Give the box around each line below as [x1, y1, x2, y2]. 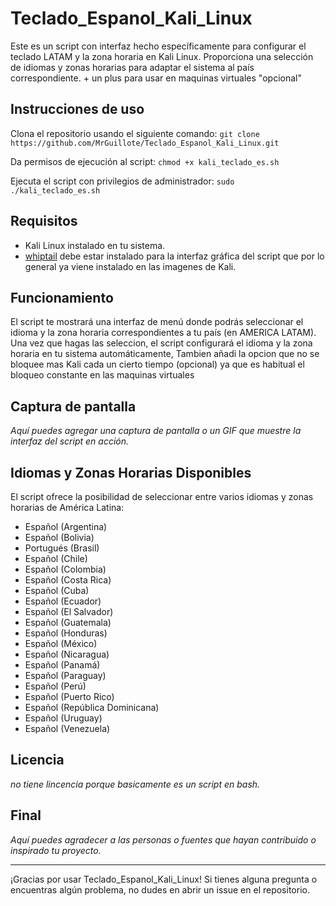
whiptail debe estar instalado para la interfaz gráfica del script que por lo [24, 250, 325, 262]
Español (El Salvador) [24, 606, 114, 617]
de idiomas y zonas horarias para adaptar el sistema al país [10, 61, 255, 73]
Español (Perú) [24, 680, 87, 692]
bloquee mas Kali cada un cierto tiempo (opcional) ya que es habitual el [10, 358, 305, 371]
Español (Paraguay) [24, 670, 107, 681]
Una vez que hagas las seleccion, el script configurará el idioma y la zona [10, 337, 313, 349]
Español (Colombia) [24, 563, 107, 575]
